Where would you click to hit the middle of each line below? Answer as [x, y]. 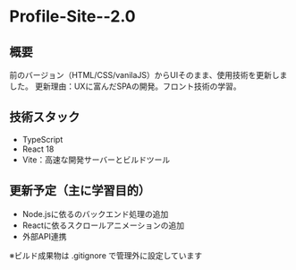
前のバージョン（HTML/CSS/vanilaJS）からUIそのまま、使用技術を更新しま [148, 75]
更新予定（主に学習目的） [80, 191]
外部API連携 [44, 236]
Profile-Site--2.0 [72, 17]
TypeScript [42, 139]
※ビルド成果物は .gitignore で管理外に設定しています [106, 255]
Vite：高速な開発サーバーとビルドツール [96, 160]
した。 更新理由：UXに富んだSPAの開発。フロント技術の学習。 [125, 86]
